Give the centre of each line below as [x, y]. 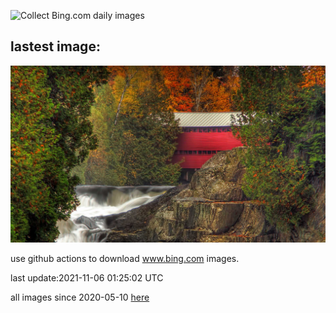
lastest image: [55, 46]
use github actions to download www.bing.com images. [125, 259]
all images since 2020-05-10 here [80, 297]
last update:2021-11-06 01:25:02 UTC [87, 278]
